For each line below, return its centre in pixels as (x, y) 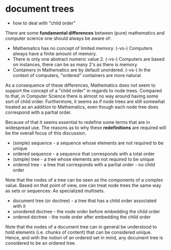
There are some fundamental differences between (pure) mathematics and (85, 33)
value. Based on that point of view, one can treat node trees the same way (83, 185)
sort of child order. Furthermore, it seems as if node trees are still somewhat (85, 101)
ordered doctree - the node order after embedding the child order (82, 217)
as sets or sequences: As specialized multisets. (55, 191)
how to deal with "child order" (44, 23)
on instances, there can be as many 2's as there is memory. (75, 64)
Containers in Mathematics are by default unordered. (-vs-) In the (81, 70)
